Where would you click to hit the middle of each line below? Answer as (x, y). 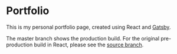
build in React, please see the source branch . (89, 45)
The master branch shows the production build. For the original (83, 38)
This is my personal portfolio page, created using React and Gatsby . (88, 27)
